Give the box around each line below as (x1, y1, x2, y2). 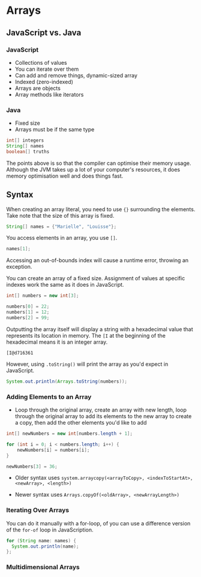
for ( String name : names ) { (6, 537, 77, 543)
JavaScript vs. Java (6, 28, 82, 38)
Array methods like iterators (14, 91, 84, 98)
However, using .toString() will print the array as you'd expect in (6, 360, 169, 368)
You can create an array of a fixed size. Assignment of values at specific (6, 275, 185, 282)
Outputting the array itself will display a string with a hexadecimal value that (6, 325, 193, 333)
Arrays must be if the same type (14, 126, 95, 133)
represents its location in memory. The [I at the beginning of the (6, 332, 166, 339)
